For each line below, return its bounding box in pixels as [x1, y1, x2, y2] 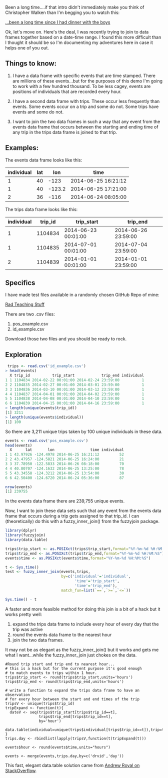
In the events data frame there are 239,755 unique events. [5, 498, 125, 504]
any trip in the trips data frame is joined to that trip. [12, 129, 117, 135]
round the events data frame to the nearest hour [12, 631, 111, 637]
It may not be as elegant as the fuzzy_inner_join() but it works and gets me [5, 646, 159, 652]
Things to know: [5, 59, 56, 68]
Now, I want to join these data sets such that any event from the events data [5, 507, 161, 514]
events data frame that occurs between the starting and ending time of [12, 123, 158, 129]
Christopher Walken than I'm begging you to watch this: [5, 9, 120, 15]
